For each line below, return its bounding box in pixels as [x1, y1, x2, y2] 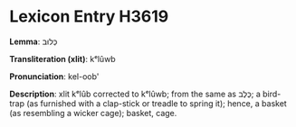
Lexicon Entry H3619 [9, 6, 169, 27]
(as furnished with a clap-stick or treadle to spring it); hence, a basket [26, 97, 287, 109]
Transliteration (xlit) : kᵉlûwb [9, 53, 116, 64]
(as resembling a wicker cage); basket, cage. [9, 107, 177, 118]
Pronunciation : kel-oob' [9, 70, 100, 82]
